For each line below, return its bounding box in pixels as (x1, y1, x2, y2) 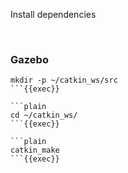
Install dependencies (10, 9, 97, 20)
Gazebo (10, 52, 49, 66)
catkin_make (10, 145, 60, 156)
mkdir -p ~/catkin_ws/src (10, 75, 118, 86)
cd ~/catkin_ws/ (10, 110, 78, 121)
